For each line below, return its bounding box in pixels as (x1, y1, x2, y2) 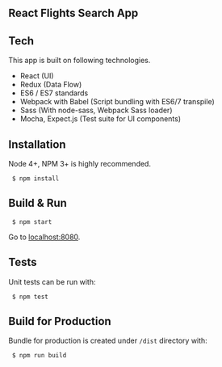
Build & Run (8, 196, 67, 210)
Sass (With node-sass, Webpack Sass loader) (19, 105, 173, 116)
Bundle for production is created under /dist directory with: (8, 335, 207, 346)
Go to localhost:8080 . (8, 232, 81, 242)
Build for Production (8, 314, 111, 328)
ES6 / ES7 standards (19, 88, 89, 98)
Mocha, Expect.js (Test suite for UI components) (19, 114, 182, 124)
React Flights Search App (8, 6, 139, 20)
